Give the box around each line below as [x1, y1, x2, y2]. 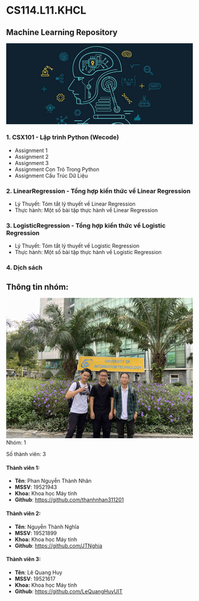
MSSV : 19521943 [14, 483, 57, 491]
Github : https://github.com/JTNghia [14, 542, 102, 549]
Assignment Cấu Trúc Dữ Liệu [14, 172, 88, 179]
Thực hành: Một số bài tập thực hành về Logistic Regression [14, 249, 162, 256]
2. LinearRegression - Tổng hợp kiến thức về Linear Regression [6, 186, 191, 195]
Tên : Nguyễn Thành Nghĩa [14, 523, 79, 530]
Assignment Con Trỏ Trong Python [14, 166, 99, 173]
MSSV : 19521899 [14, 529, 57, 536]
